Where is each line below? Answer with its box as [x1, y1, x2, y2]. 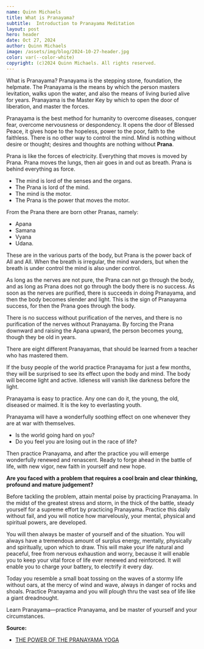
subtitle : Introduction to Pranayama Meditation [6, 20, 135, 26]
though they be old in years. [6, 333, 77, 340]
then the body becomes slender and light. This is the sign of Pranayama [6, 295, 187, 303]
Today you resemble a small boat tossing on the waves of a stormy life [6, 575, 183, 582]
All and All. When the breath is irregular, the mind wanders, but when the [6, 257, 189, 265]
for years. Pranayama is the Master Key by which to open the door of [6, 96, 180, 104]
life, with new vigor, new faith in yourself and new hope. [6, 462, 146, 470]
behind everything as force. [6, 165, 76, 173]
